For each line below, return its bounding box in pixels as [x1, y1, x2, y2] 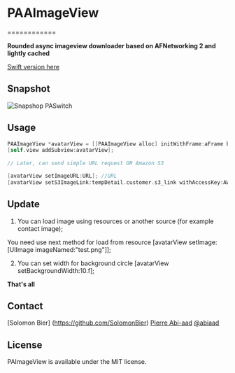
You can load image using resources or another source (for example [17, 217, 214, 225]
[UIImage [7, 245, 34, 253]
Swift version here [7, 62, 60, 71]
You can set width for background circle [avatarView [17, 259, 169, 267]
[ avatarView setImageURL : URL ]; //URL [7, 173, 117, 180]
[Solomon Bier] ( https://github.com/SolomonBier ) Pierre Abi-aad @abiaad [7, 318, 220, 327]
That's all [7, 280, 35, 288]
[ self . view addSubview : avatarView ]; [7, 147, 114, 154]
